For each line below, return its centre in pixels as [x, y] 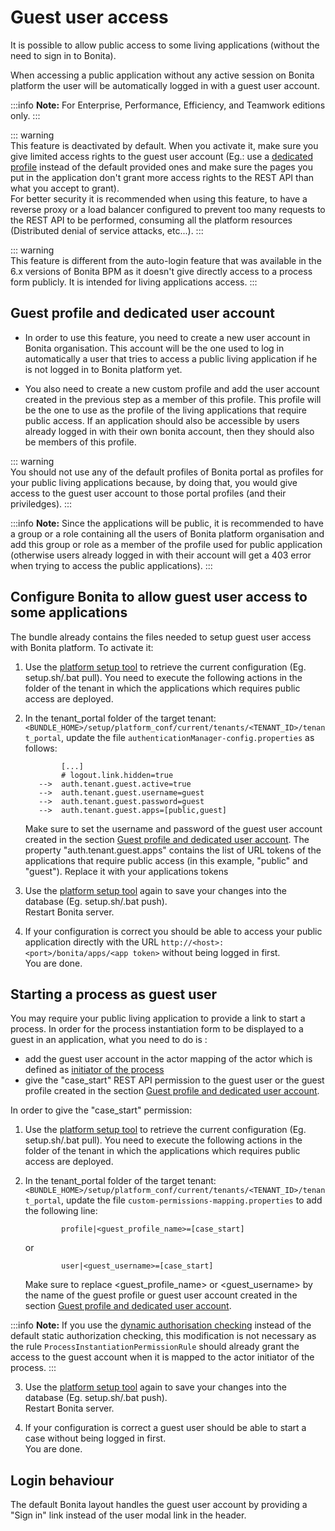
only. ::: [25, 115]
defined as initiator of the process [94, 1070]
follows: [41, 748]
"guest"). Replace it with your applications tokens [126, 871]
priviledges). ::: [41, 503]
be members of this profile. [80, 442]
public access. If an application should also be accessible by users [162, 420]
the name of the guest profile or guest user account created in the [161, 1295]
